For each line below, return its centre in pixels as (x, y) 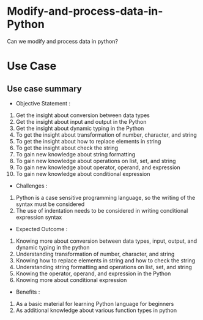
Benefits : (28, 292)
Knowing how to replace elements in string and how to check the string (105, 260)
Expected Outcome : (42, 229)
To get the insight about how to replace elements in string (88, 141)
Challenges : (31, 186)
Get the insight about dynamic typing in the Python (80, 128)
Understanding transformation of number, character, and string (95, 254)
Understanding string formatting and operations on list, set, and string (104, 267)
